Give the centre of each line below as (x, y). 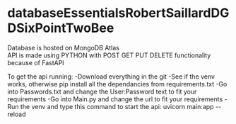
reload (17, 114)
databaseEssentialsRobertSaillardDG (118, 13)
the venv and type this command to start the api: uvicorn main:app (117, 106)
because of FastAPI (36, 62)
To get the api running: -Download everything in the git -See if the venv (111, 77)
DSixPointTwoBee (61, 28)
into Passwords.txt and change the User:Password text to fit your (102, 91)
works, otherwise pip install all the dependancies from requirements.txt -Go (117, 84)
